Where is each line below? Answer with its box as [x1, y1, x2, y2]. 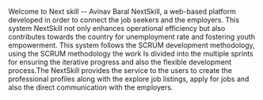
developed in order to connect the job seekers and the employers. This [8, 15, 240, 25]
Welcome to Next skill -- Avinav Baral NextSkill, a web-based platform [8, 7, 236, 16]
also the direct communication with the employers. [8, 83, 173, 92]
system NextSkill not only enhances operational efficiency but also [8, 24, 226, 33]
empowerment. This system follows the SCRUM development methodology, [8, 40, 255, 50]
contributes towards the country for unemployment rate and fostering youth [8, 32, 256, 41]
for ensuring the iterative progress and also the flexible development [8, 57, 232, 67]
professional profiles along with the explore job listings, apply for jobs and [8, 75, 250, 83]
